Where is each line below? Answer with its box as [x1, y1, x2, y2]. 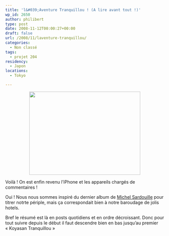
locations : [5, 69, 28, 74]
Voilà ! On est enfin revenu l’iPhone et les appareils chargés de [5, 179, 135, 185]
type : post [5, 21, 28, 27]
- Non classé [10, 45, 37, 50]
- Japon [10, 64, 26, 69]
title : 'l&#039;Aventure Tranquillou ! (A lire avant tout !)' [5, 7, 141, 13]
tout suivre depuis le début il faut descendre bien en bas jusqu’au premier [5, 220, 158, 226]
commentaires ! [5, 184, 38, 190]
